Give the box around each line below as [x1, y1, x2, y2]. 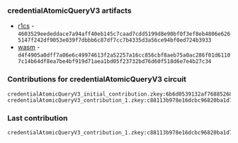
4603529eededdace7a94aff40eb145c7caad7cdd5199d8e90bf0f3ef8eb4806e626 [17, 30, 231, 38]
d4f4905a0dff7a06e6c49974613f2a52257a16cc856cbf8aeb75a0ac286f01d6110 [17, 52, 231, 59]
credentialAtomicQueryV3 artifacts [7, 6, 132, 16]
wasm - [17, 43, 40, 52]
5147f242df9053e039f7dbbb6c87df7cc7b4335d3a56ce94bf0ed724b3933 [17, 37, 212, 44]
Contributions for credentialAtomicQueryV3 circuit [7, 74, 186, 84]
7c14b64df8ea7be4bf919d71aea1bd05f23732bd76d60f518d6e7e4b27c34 [17, 58, 212, 65]
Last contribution [7, 113, 68, 122]
